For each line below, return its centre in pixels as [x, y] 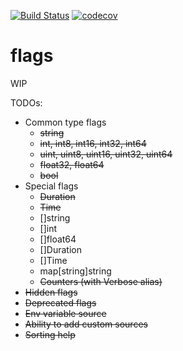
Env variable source [65, 313]
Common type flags [65, 122]
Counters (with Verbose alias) [101, 281]
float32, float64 [72, 164]
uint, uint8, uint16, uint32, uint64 [106, 154]
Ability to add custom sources [86, 324]
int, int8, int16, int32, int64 [93, 143]
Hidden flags [51, 292]
